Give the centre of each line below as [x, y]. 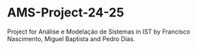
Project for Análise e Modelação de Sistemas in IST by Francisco [99, 32]
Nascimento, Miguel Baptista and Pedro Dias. [71, 38]
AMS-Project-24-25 [66, 13]
